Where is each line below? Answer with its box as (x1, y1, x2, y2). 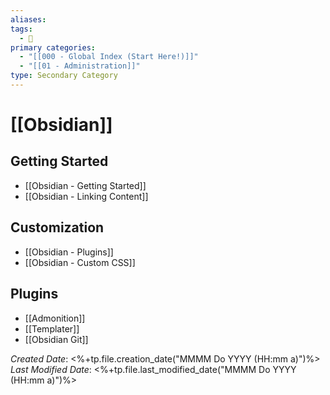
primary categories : (10, 42, 97, 53)
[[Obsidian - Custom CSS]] (24, 256, 136, 268)
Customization (10, 219, 105, 236)
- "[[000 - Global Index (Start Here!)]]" (19, 52, 199, 62)
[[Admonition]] (24, 312, 86, 324)
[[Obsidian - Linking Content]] (24, 190, 149, 202)
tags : (10, 24, 33, 34)
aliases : (10, 14, 47, 25)
